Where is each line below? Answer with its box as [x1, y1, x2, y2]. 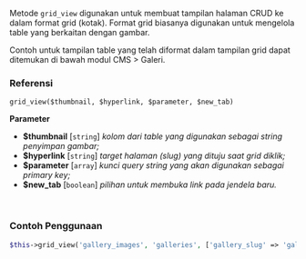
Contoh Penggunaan [9, 220, 103, 233]
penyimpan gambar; [22, 141, 100, 152]
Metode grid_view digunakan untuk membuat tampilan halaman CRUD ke [9, 8, 284, 18]
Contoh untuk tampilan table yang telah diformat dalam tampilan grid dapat [9, 45, 291, 55]
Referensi [9, 76, 53, 89]
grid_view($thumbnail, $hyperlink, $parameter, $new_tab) [9, 97, 234, 107]
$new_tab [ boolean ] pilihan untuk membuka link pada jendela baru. [22, 179, 278, 190]
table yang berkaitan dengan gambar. [9, 27, 150, 37]
